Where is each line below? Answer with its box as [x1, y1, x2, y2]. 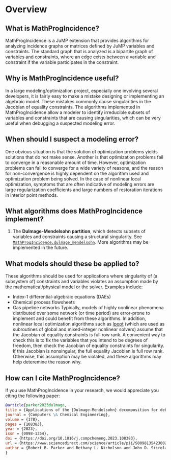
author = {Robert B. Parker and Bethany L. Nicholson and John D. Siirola [5, 445, 167, 450]
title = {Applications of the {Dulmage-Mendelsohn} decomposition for [5, 407, 158, 412]
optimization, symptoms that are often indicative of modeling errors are [5, 181, 154, 187]
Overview [5, 4, 47, 15]
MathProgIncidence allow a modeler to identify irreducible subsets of [5, 109, 150, 116]
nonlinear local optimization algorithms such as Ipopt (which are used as [12, 321, 165, 327]
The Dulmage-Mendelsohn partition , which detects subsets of [12, 228, 146, 235]
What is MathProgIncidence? [5, 24, 99, 33]
